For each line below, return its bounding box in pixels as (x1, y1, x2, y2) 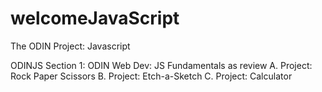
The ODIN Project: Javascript (10, 40, 131, 52)
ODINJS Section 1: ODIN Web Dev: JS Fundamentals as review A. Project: (10, 59, 313, 71)
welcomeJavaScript (10, 7, 180, 30)
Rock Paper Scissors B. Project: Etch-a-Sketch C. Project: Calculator (10, 70, 293, 82)
